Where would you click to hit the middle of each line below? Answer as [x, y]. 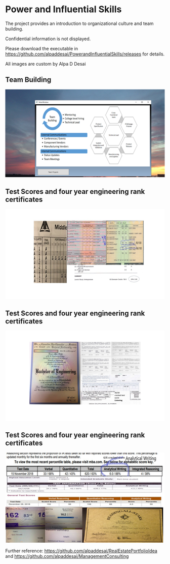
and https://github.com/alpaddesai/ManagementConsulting [67, 556]
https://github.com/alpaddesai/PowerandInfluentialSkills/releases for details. [85, 54]
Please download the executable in [42, 48]
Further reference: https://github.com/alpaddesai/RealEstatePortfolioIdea [81, 551]
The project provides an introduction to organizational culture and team [79, 23]
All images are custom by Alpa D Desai [46, 64]
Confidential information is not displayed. [48, 39]
